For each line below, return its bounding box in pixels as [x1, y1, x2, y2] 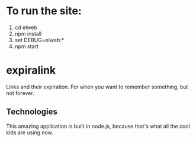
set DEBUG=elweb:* [14, 36, 65, 43]
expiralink [6, 64, 56, 77]
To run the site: [6, 4, 82, 18]
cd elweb [14, 24, 37, 31]
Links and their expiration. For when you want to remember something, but [6, 83, 188, 90]
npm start [14, 43, 38, 50]
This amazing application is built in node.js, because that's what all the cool [6, 122, 191, 130]
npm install [14, 30, 42, 37]
